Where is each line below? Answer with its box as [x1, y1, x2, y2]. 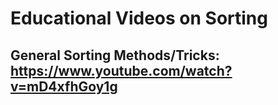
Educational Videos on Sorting [10, 7, 268, 30]
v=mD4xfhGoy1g [10, 78, 118, 95]
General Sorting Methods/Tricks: [10, 47, 220, 64]
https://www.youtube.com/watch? [10, 62, 233, 79]
